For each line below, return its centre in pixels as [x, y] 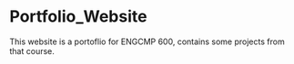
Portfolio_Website [78, 17]
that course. [32, 50]
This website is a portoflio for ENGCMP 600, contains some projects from [147, 41]
